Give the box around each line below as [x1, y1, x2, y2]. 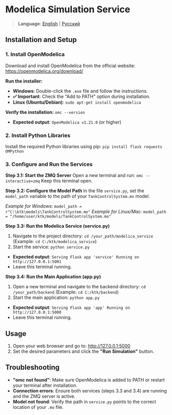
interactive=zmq [5, 179, 40, 184]
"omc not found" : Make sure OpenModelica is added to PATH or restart [12, 377, 165, 383]
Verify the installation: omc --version [5, 109, 85, 115]
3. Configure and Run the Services [5, 161, 93, 168]
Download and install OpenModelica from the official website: [5, 63, 136, 69]
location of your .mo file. [12, 404, 64, 410]
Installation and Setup [5, 35, 77, 44]
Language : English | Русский [17, 21, 81, 27]
